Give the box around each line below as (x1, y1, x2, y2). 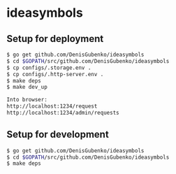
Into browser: (6, 96, 48, 103)
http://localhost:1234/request (6, 103, 98, 110)
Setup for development (6, 129, 109, 140)
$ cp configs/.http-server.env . (6, 71, 104, 78)
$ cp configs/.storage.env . (6, 64, 91, 71)
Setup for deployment (6, 33, 104, 45)
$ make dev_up (6, 84, 48, 91)
